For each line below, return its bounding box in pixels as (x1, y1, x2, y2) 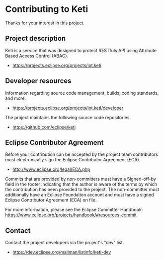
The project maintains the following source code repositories (5, 114, 130, 120)
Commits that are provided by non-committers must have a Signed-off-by (5, 176, 157, 182)
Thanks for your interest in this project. (5, 20, 85, 26)
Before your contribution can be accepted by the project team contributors (5, 151, 158, 157)
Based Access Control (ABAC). (5, 53, 69, 59)
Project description (5, 34, 66, 43)
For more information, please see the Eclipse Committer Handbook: (5, 207, 143, 213)
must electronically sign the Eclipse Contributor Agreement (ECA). (5, 157, 141, 163)
